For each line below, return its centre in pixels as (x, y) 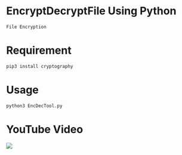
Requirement (39, 50)
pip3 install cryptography (40, 66)
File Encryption (26, 27)
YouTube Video (45, 129)
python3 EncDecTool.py (34, 106)
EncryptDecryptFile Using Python (91, 11)
